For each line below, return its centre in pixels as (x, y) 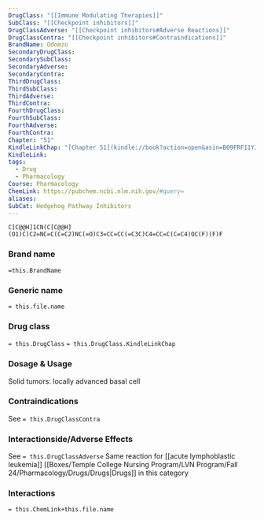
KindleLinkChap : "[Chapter (52, 147)
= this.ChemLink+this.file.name (61, 510)
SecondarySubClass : (40, 60)
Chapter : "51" (31, 140)
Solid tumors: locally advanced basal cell (74, 381)
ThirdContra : (29, 103)
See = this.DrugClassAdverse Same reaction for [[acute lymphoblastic (122, 456)
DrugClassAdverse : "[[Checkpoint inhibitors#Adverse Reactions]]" (119, 30)
